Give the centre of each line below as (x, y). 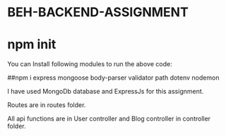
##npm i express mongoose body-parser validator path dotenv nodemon (113, 78)
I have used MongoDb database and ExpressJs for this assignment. (106, 92)
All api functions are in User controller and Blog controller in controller (109, 119)
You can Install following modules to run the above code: (90, 64)
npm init (32, 45)
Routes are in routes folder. (47, 105)
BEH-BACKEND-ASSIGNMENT (98, 12)
